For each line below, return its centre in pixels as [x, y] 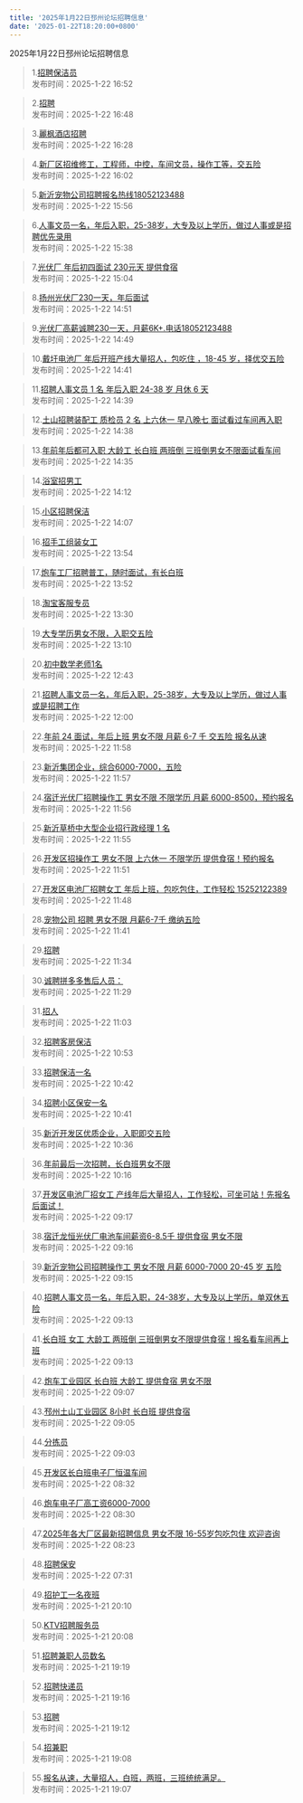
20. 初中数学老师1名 [67, 664]
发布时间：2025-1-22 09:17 [82, 1217]
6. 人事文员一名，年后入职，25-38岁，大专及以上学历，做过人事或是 [157, 225]
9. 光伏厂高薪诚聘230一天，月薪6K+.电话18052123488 [132, 327]
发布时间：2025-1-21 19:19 [81, 1666]
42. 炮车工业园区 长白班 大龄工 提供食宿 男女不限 [122, 1381]
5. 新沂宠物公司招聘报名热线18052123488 [108, 195]
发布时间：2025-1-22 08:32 [83, 1484]
